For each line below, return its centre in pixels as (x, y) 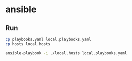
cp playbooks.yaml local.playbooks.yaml (48, 39)
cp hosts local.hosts (28, 44)
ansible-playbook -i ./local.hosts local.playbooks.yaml (66, 53)
